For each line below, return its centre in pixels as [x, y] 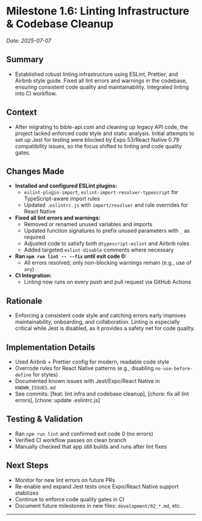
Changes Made [35, 171]
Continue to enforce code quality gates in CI [70, 499]
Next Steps [27, 466]
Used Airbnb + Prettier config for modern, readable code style [92, 362]
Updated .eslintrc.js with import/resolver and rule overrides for [106, 205]
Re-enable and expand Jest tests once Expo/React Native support [97, 486]
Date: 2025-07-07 [29, 40]
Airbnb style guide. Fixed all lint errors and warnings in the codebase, [101, 80]
